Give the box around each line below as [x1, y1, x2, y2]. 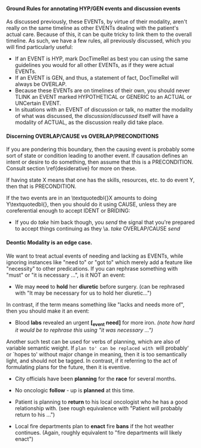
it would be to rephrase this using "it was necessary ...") [14, 326, 154, 334]
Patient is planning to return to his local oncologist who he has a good [14, 398, 188, 405]
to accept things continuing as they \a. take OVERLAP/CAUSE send [14, 225, 181, 232]
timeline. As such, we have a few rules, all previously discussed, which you [6, 37, 191, 44]
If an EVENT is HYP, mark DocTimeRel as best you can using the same [14, 55, 188, 62]
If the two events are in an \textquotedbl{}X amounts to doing [6, 195, 157, 202]
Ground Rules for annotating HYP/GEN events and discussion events [6, 5, 181, 12]
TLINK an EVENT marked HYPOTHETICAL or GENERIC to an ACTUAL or [14, 93, 193, 101]
